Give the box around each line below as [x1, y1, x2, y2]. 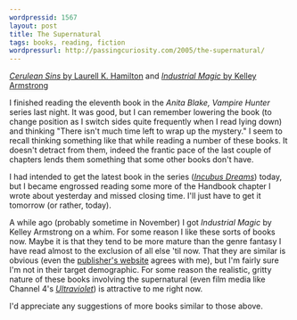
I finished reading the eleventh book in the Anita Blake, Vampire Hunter [9, 97, 270, 108]
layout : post [9, 21, 58, 30]
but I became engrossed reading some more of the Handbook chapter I [9, 181, 271, 192]
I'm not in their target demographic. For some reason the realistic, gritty [9, 265, 272, 275]
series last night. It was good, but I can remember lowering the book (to [9, 107, 272, 118]
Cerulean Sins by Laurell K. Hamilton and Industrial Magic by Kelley [9, 70, 257, 81]
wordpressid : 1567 [9, 12, 78, 22]
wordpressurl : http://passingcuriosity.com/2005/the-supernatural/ [9, 46, 266, 55]
